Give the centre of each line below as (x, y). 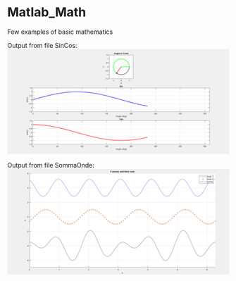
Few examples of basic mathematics (60, 32)
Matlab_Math (47, 12)
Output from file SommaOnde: (51, 166)
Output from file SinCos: (42, 45)
